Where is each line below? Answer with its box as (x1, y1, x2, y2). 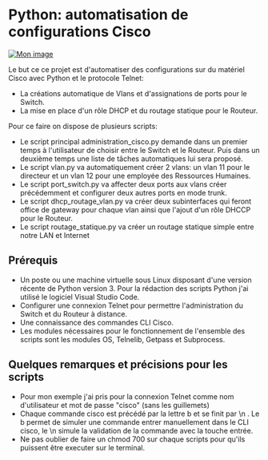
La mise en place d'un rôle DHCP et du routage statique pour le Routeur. (19, 106, 258, 115)
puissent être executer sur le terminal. (19, 442, 146, 452)
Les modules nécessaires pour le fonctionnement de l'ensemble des (19, 326, 246, 336)
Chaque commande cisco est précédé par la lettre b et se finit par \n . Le (19, 409, 260, 418)
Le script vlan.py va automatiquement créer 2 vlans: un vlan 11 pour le (19, 162, 250, 171)
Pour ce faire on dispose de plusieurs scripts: (8, 121, 158, 131)
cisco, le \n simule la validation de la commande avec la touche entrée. (19, 426, 254, 435)
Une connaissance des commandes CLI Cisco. (19, 317, 174, 327)
